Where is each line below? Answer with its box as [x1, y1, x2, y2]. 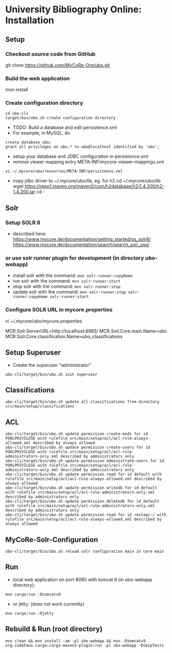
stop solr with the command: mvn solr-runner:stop [12, 284, 121, 290]
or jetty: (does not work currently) [12, 601, 85, 607]
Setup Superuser [5, 348, 61, 357]
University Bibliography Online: [5, 4, 142, 15]
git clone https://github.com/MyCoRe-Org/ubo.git [5, 62, 110, 68]
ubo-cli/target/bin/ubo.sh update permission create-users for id [5, 445, 150, 450]
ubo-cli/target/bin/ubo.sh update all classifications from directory [5, 399, 160, 404]
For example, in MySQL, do [12, 130, 70, 136]
